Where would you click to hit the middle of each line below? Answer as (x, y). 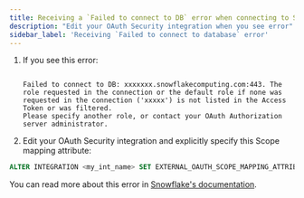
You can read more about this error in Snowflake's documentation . (133, 184)
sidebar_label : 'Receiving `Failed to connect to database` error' (139, 34)
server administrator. (65, 124)
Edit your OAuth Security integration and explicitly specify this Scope (151, 141)
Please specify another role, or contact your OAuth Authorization (152, 117)
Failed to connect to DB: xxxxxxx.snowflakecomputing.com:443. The (152, 85)
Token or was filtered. (67, 108)
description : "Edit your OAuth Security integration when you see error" (152, 26)
